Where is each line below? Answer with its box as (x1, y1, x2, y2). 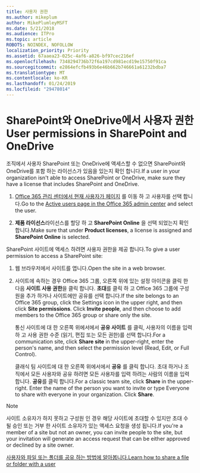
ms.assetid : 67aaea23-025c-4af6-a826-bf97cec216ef (6, 53, 135, 59)
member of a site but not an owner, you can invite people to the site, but (6, 428, 183, 435)
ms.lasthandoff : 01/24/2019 (6, 81, 76, 87)
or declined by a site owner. (6, 441, 74, 449)
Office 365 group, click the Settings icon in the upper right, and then (14, 298, 183, 306)
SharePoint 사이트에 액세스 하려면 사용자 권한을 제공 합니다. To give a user (6, 245, 180, 253)
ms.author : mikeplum (6, 14, 58, 20)
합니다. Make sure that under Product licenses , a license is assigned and (14, 226, 192, 234)
